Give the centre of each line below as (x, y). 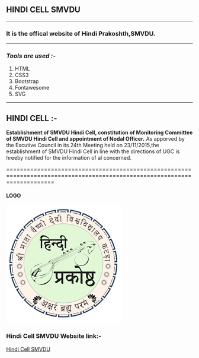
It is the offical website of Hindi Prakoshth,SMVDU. (81, 33)
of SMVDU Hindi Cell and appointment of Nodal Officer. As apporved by (95, 139)
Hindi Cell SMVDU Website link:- (54, 336)
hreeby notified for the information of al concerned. (69, 158)
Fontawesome (32, 88)
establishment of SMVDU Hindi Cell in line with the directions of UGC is (93, 151)
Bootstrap (27, 81)
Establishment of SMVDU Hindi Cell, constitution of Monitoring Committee (99, 132)
